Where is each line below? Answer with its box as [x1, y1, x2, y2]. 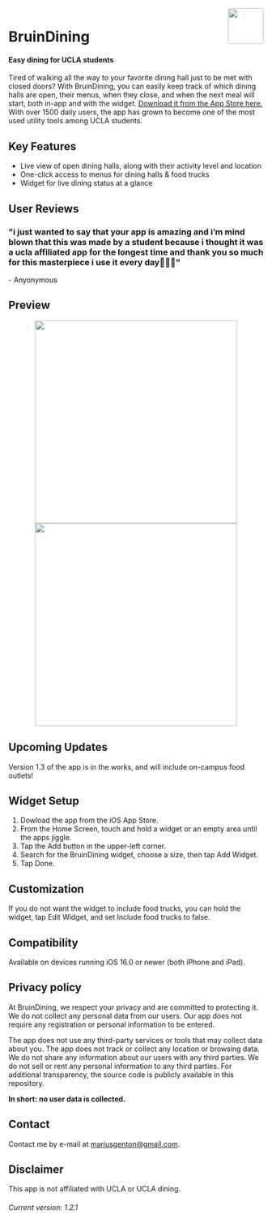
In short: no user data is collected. [8, 1094, 126, 1104]
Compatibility [8, 936, 79, 950]
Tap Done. [19, 859, 55, 869]
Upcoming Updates [8, 740, 108, 754]
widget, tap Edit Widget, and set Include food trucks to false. [8, 912, 210, 922]
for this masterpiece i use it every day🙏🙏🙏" [8, 256, 181, 268]
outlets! [8, 770, 34, 780]
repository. [8, 1078, 45, 1088]
